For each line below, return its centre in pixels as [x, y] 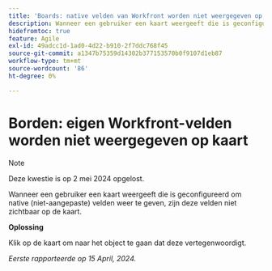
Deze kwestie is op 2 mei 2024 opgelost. [76, 178]
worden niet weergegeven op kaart [128, 140]
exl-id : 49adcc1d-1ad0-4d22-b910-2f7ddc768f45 [88, 46]
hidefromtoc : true [39, 31]
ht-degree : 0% [32, 76]
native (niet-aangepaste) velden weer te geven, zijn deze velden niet [123, 202]
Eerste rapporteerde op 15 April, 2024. [72, 258]
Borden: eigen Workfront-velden [120, 123]
